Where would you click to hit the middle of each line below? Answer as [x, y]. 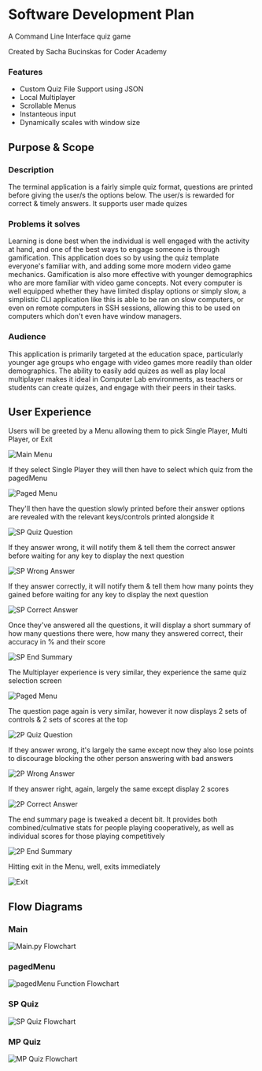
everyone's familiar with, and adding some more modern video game [120, 266]
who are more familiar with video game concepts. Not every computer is [125, 283]
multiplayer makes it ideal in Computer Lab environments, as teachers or [125, 379]
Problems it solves [44, 223]
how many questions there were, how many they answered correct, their [126, 633]
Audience [27, 337]
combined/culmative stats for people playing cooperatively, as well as [121, 828]
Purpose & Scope [51, 147]
